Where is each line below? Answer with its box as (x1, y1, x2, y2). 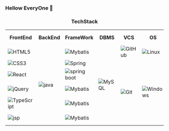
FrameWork (65, 34, 94, 41)
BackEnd (38, 34, 60, 41)
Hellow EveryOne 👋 (5, 5, 53, 12)
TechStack (71, 18, 98, 25)
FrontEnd (9, 34, 32, 41)
